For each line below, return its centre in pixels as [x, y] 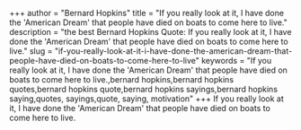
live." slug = [31, 51]
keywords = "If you [236, 61]
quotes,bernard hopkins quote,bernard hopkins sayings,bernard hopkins [144, 89]
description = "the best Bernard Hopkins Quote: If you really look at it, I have [150, 32]
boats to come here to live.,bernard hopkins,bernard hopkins [122, 79]
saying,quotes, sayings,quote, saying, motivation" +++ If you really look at [147, 99]
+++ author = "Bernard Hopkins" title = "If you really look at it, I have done [147, 13]
